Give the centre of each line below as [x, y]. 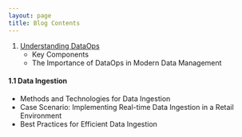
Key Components [60, 54]
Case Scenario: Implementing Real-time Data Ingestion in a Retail [127, 107]
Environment [41, 115]
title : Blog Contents [44, 23]
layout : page [30, 16]
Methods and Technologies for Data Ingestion [95, 98]
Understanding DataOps [60, 45]
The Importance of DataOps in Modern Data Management [127, 63]
